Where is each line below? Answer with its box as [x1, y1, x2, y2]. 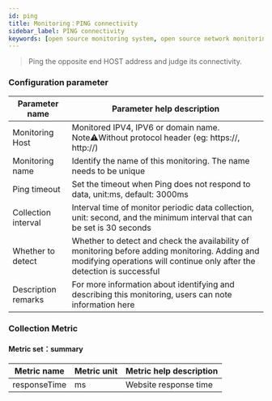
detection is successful [71, 265, 160, 276]
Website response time [125, 378, 213, 390]
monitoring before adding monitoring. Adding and [71, 245, 260, 256]
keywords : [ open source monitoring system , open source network [8, 34, 230, 43]
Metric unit [74, 365, 118, 377]
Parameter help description [112, 103, 220, 114]
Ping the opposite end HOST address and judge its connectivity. [28, 57, 243, 66]
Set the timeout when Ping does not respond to [71, 178, 251, 190]
